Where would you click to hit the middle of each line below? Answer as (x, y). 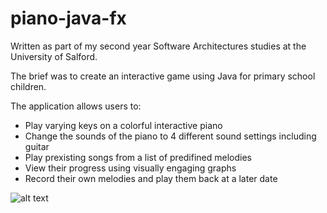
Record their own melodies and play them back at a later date (151, 178)
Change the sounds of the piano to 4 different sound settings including (170, 136)
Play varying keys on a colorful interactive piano (123, 125)
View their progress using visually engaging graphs (130, 168)
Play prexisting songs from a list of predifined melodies (138, 157)
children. (28, 86)
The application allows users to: (76, 106)
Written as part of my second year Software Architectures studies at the (158, 46)
